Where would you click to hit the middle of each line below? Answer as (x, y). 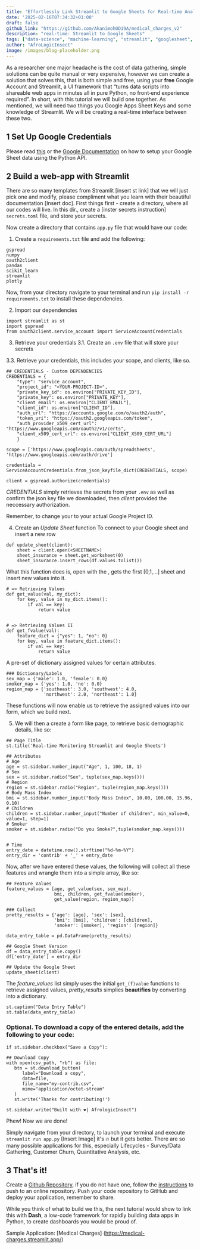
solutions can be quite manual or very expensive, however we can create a (98, 74)
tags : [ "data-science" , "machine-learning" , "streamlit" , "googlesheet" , (100, 39)
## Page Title (24, 741)
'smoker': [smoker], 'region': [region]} (106, 926)
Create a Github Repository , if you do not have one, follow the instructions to (100, 1185)
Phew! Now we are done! (37, 1121)
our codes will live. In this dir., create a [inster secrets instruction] (86, 210)
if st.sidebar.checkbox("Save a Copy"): (57, 1047)
